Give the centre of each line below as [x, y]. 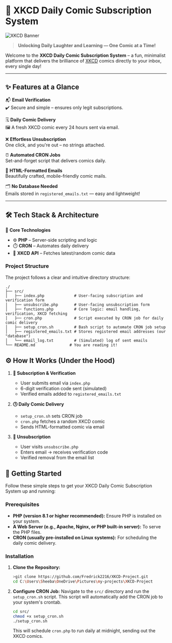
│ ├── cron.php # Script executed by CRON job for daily [84, 318]
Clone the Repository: [36, 567]
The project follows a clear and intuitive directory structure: [68, 277]
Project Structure [27, 266]
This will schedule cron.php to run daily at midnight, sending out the [84, 631]
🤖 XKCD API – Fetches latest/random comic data [64, 253]
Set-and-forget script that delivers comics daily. [56, 160]
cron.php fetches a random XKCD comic [63, 421]
